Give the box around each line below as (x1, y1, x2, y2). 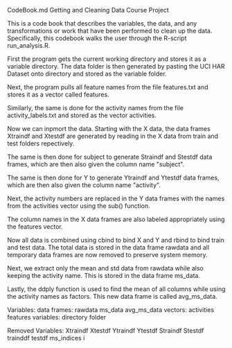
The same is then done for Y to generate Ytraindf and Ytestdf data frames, (7, 173, 220, 182)
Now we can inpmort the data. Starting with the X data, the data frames (7, 125, 211, 132)
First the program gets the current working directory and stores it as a (7, 55, 206, 63)
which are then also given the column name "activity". (7, 181, 161, 189)
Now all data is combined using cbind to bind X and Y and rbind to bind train (7, 236, 225, 244)
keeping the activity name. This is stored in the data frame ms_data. (7, 272, 201, 279)
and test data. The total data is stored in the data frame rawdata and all (7, 243, 210, 252)
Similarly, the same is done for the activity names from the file (7, 104, 184, 112)
